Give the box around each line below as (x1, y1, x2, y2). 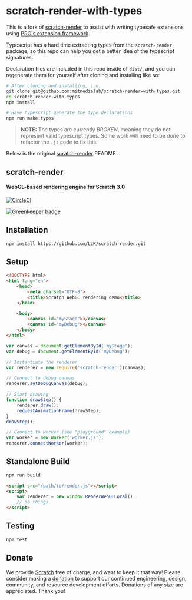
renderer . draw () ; (16, 402, 59, 408)
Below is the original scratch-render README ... (6, 150, 122, 157)
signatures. (6, 54, 34, 61)
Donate (6, 553, 34, 563)
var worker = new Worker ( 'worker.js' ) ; (6, 435, 104, 441)
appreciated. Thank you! (6, 587, 65, 594)
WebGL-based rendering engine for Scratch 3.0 (6, 184, 125, 191)
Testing (6, 521, 35, 531)
